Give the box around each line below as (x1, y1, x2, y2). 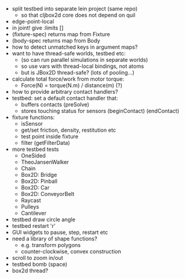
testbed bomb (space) (11, 261, 67, 268)
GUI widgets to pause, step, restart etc (11, 228, 108, 236)
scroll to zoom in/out (11, 254, 63, 261)
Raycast (20, 197, 41, 204)
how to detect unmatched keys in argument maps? (11, 43, 138, 51)
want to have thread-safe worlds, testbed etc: (11, 50, 126, 57)
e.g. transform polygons (20, 242, 81, 248)
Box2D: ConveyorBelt (20, 191, 75, 197)
